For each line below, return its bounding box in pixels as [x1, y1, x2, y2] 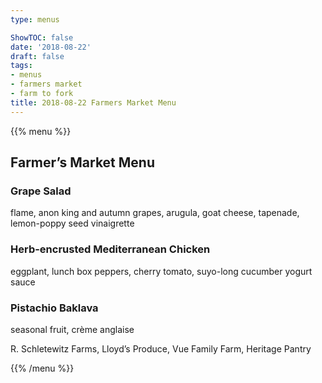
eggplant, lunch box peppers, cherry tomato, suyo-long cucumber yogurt [10, 265, 313, 277]
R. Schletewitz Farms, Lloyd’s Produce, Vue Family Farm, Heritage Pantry [10, 342, 312, 355]
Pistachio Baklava [10, 301, 99, 315]
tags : [10, 61, 33, 71]
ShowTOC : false [10, 32, 74, 43]
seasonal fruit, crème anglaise [10, 323, 135, 335]
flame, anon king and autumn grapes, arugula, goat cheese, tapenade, [10, 207, 300, 219]
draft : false [10, 51, 65, 61]
